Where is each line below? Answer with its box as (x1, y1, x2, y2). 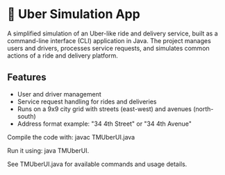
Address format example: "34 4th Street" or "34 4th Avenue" (17, 119, 192, 128)
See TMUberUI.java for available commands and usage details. (7, 160, 187, 168)
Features (7, 72, 47, 83)
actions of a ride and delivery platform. (7, 51, 118, 60)
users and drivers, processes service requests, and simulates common (7, 44, 210, 52)
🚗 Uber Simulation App (7, 6, 140, 22)
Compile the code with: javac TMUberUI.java (7, 133, 135, 141)
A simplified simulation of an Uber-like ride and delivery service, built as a (7, 29, 219, 37)
